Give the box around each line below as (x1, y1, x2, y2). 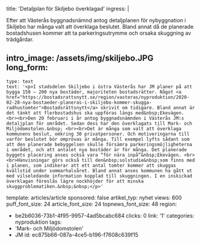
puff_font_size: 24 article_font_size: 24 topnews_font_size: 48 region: (6, 200, 178, 208)
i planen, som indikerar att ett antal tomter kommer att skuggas (6, 162, 176, 169)
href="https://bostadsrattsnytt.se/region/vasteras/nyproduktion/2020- (6, 94, 190, 100)
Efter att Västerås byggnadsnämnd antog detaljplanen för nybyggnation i (6, 17, 187, 23)
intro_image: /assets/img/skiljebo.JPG (6, 53, 153, 64)
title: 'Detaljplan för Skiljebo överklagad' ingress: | (6, 5, 129, 12)
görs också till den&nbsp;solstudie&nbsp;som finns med (52, 157, 196, 163)
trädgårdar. (6, 36, 34, 43)
